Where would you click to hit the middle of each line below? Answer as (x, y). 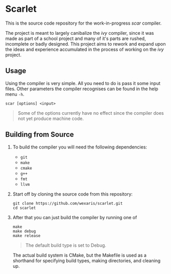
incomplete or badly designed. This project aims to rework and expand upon (86, 44)
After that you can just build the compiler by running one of (75, 217)
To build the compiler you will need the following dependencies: (80, 147)
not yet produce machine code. (51, 118)
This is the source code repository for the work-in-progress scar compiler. (83, 23)
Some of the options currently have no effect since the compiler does (91, 113)
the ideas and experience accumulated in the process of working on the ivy (85, 49)
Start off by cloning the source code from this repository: (72, 194)
